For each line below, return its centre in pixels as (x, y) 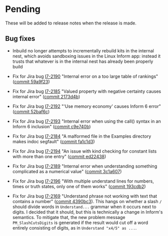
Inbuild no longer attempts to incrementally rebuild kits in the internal (83, 50)
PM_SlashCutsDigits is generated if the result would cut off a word (80, 223)
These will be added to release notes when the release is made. (71, 23)
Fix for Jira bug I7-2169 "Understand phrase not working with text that (85, 196)
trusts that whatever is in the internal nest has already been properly (83, 61)
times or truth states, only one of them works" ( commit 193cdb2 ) (79, 186)
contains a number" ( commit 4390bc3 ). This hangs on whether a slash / (87, 201)
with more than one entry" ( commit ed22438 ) (59, 156)
